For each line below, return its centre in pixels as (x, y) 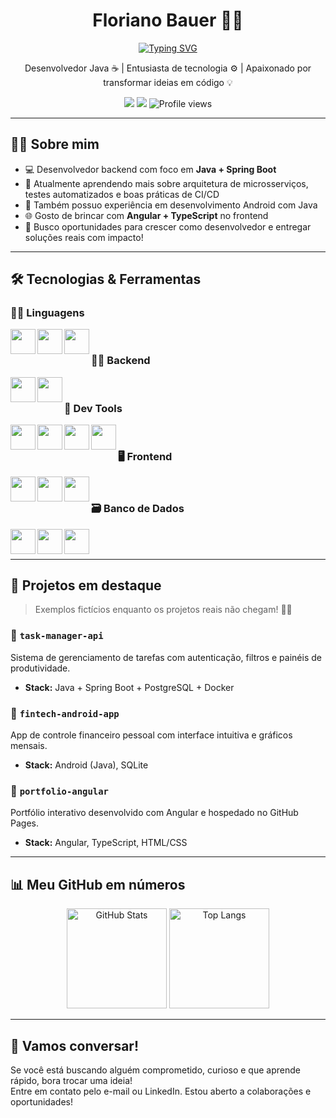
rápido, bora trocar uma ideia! (71, 1080)
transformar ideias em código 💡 (168, 82)
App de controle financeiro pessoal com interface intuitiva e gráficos (151, 735)
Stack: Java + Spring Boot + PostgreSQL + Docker (129, 687)
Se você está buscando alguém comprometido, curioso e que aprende (155, 1070)
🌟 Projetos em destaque (86, 585)
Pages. (24, 823)
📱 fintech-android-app (65, 713)
